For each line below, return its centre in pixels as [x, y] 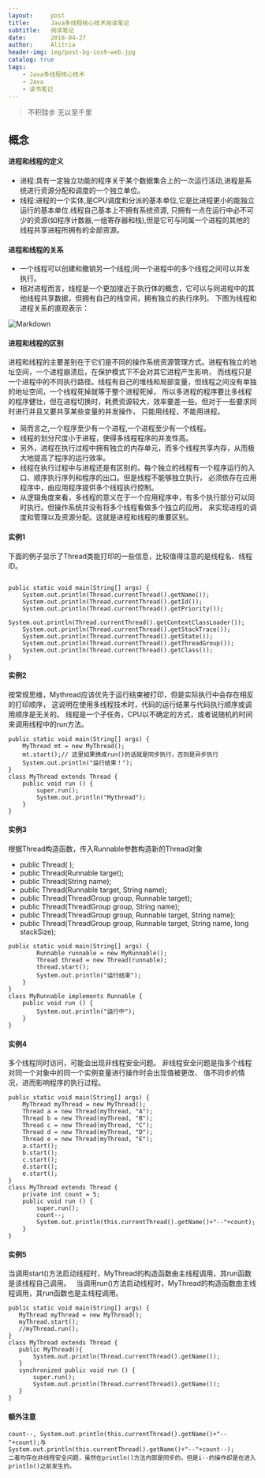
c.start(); [40, 1160]
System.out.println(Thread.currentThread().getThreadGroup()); [129, 643]
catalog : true [32, 60]
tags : [17, 67]
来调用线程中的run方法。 [48, 724]
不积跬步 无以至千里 [60, 112]
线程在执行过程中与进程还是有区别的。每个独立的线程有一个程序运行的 [134, 468]
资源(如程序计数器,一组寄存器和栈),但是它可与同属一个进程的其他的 [142, 220]
